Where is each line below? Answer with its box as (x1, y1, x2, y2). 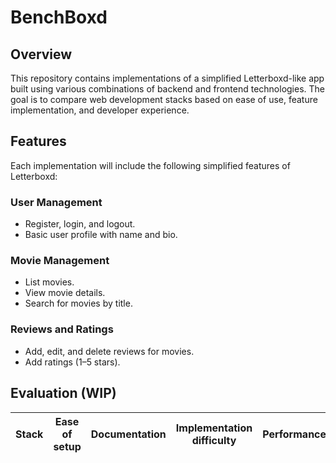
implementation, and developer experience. (10, 104, 190, 116)
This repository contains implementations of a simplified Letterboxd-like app (10, 72, 325, 84)
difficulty (191, 433, 237, 447)
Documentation (90, 427, 167, 441)
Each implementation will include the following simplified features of (10, 159, 291, 171)
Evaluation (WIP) (10, 385, 117, 402)
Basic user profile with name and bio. (24, 229, 178, 241)
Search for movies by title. (24, 297, 133, 310)
